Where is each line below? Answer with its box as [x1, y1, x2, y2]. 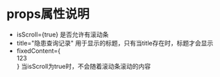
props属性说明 [6, 6, 90, 22]
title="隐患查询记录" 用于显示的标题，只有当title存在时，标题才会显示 [16, 38, 214, 47]
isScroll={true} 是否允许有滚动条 [16, 30, 109, 38]
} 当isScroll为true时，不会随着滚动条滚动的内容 [16, 62, 151, 70]
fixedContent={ [16, 46, 61, 55]
